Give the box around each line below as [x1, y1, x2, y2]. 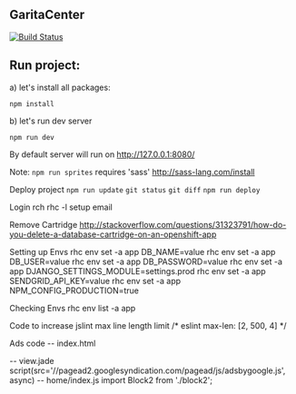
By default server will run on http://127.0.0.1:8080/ [9, 149, 195, 160]
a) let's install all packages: [9, 82, 111, 93]
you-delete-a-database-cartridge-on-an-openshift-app [9, 229, 217, 240]
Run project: [9, 58, 81, 74]
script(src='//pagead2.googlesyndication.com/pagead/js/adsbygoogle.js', [9, 365, 286, 376]
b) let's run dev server [9, 115, 93, 126]
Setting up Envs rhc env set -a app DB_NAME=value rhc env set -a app [9, 246, 276, 257]
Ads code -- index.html [9, 338, 96, 349]
